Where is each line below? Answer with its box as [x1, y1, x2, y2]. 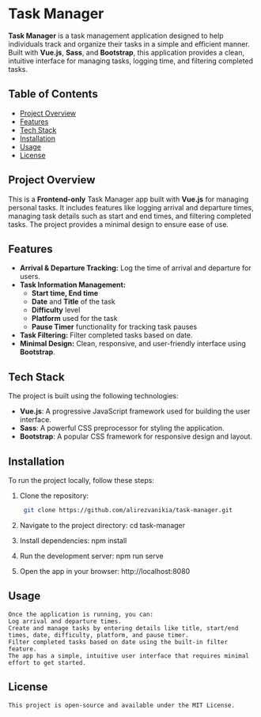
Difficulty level [31, 305, 81, 315]
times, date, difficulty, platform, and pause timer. [8, 631, 190, 639]
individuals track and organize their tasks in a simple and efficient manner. [8, 39, 251, 48]
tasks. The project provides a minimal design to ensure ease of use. [8, 219, 229, 229]
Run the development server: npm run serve [19, 551, 164, 560]
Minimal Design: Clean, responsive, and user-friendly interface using [19, 339, 247, 349]
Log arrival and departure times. [8, 617, 123, 625]
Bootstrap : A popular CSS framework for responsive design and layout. [19, 432, 253, 441]
